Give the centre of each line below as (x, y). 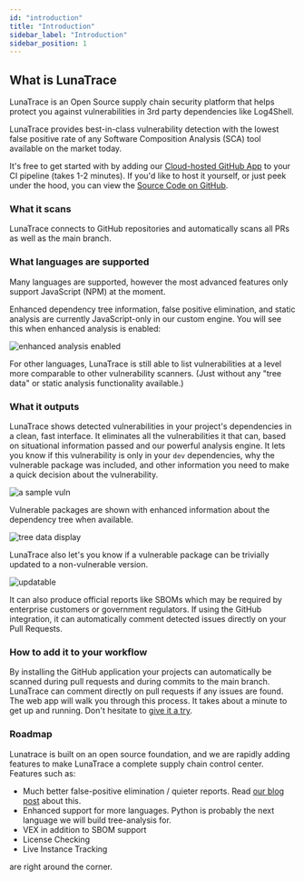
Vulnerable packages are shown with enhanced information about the (140, 509)
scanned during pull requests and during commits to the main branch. (140, 682)
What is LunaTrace (64, 80)
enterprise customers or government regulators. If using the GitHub (136, 609)
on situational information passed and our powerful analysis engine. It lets (147, 446)
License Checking (56, 839)
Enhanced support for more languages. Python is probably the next (148, 810)
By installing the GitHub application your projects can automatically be (141, 672)
